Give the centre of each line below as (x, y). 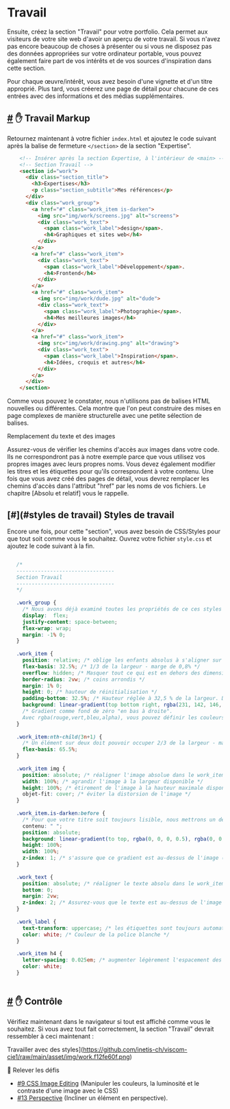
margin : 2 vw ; (41, 896)
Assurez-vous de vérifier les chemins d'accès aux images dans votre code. (113, 450)
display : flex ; (46, 616)
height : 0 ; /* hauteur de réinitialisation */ (90, 692)
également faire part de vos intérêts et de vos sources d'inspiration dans (110, 60)
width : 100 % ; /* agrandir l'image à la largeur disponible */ (113, 781)
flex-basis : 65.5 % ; (50, 749)
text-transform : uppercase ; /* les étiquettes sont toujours (111, 928)
